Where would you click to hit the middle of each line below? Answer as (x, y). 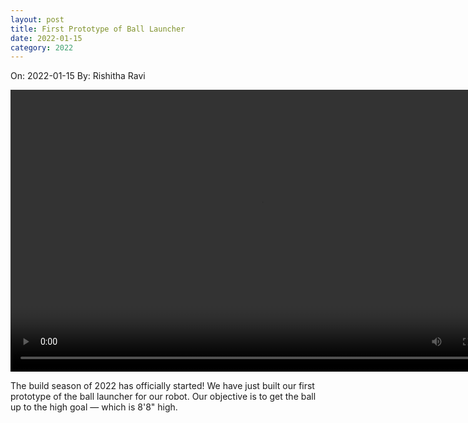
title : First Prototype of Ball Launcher (98, 29)
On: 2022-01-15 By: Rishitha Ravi (78, 76)
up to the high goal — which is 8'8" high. (94, 407)
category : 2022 (42, 47)
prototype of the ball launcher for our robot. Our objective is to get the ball (163, 397)
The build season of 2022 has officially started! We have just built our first (162, 386)
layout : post (37, 19)
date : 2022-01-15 (46, 38)
